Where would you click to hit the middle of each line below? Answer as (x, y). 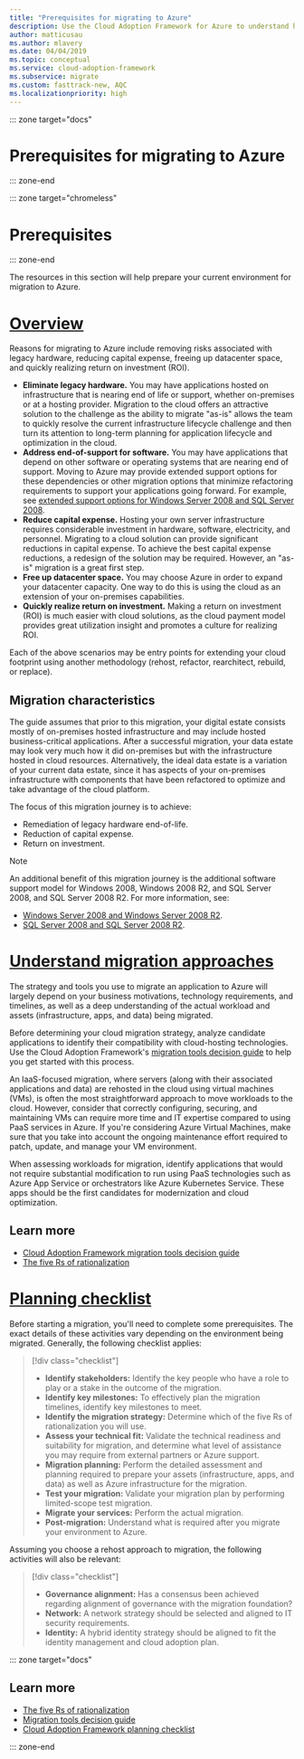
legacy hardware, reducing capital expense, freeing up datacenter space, (146, 358)
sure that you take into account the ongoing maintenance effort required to (148, 1137)
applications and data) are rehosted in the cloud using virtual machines (142, 1089)
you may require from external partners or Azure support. (152, 1455)
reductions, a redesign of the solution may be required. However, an (149, 558)
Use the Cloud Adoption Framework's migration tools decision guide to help (151, 1052)
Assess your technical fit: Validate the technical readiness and (163, 1435)
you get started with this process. (72, 1062)
